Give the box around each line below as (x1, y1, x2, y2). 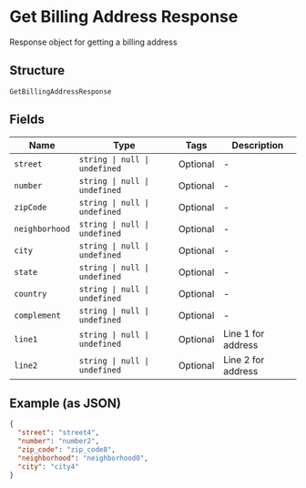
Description (231, 138, 284, 151)
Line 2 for (222, 353, 265, 366)
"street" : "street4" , (17, 428, 100, 438)
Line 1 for (222, 327, 265, 340)
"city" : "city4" (17, 462, 79, 471)
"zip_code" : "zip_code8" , (17, 445, 117, 454)
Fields (9, 112, 46, 127)
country (14, 289, 47, 299)
